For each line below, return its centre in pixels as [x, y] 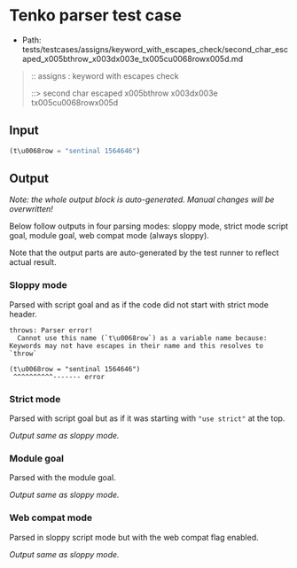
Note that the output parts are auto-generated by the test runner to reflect [144, 253]
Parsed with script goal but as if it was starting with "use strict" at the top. [147, 418]
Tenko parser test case [95, 16]
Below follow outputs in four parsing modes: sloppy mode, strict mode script [149, 226]
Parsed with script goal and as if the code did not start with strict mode [139, 304]
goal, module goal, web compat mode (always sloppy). [109, 236]
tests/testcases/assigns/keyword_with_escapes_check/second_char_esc [155, 49]
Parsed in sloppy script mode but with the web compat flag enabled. [134, 537]
